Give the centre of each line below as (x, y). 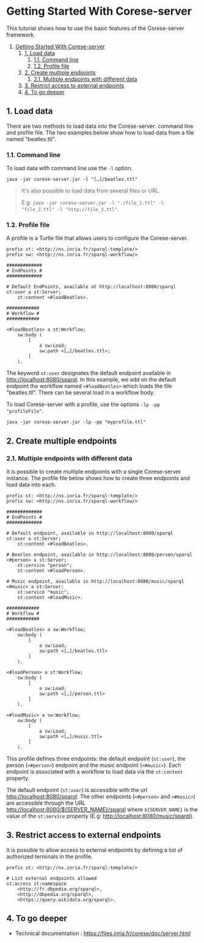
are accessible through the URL (46, 803)
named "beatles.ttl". (31, 139)
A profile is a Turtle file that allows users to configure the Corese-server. (97, 238)
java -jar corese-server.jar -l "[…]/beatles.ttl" (72, 179)
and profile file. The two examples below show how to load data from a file (100, 132)
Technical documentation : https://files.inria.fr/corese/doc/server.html (103, 933)
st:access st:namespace (37, 884)
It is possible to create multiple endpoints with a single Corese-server (94, 472)
